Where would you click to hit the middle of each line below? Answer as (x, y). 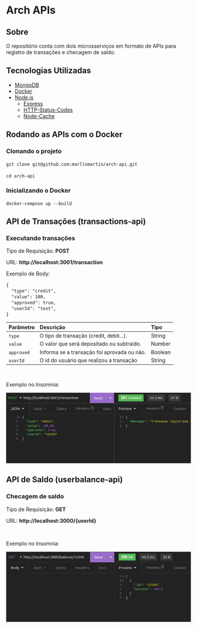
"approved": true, (34, 303)
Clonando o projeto (34, 152)
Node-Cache (39, 116)
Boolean (161, 352)
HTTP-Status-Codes (48, 110)
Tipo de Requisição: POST (38, 251)
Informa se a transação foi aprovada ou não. (93, 352)
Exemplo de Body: (28, 274)
